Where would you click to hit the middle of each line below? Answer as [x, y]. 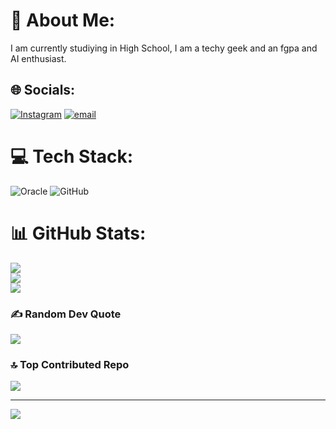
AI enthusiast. [38, 58]
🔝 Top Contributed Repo [70, 364]
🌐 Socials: [43, 90]
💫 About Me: [63, 20]
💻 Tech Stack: [72, 156]
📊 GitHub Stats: [78, 233]
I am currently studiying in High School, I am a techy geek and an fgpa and [164, 48]
